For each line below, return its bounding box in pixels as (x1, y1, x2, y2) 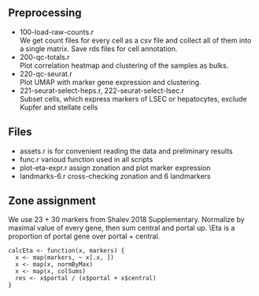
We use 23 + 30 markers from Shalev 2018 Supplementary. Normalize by (8, 215, 246, 224)
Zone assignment (8, 194, 96, 208)
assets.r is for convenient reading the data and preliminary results (19, 146, 233, 156)
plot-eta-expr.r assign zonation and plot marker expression (19, 163, 211, 172)
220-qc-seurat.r (19, 68, 72, 78)
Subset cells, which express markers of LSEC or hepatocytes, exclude (19, 94, 247, 103)
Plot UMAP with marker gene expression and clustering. (19, 77, 202, 87)
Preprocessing (8, 6, 82, 20)
